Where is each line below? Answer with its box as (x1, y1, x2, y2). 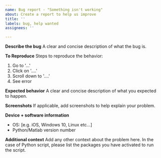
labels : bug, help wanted (5, 21, 58, 26)
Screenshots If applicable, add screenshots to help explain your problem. (5, 103, 156, 109)
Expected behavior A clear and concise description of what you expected (5, 88, 157, 94)
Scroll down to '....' (12, 73, 51, 79)
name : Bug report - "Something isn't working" (5, 7, 103, 12)
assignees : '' (5, 26, 35, 31)
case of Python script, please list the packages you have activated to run (5, 142, 154, 148)
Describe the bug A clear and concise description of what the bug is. (5, 43, 147, 49)
